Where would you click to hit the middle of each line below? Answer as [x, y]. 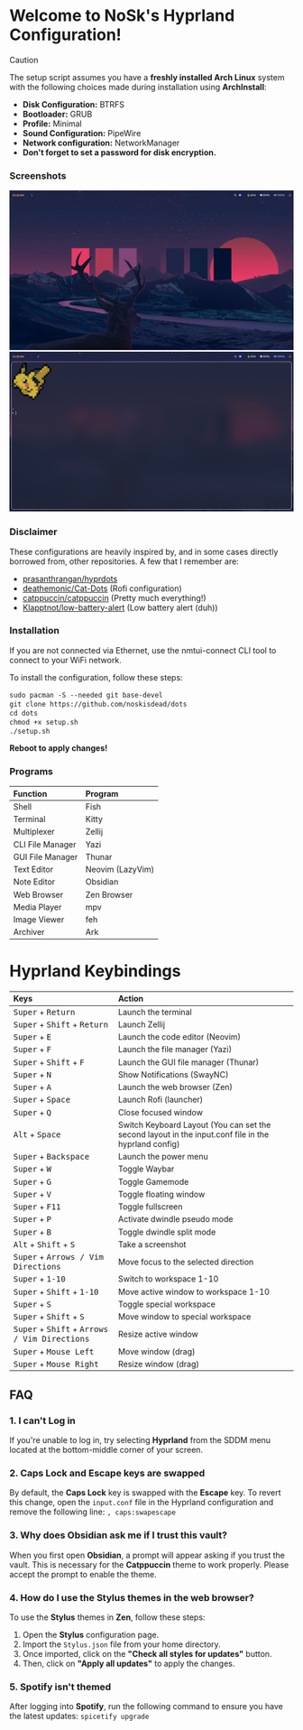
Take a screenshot [152, 1244]
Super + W [32, 1169]
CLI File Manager [45, 844]
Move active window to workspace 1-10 [194, 1291]
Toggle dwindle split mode [167, 1232]
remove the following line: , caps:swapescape [92, 1512]
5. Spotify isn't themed [60, 1687]
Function [30, 793]
